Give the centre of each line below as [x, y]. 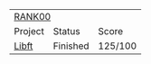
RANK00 [33, 17]
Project [29, 31]
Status [66, 31]
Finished [71, 46]
